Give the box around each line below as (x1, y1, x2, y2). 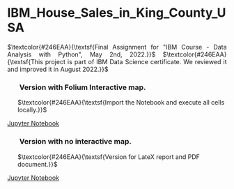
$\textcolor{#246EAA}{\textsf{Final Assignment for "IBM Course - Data (7, 43, 227, 51)
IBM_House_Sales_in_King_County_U (7, 5, 226, 21)
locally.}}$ (17, 106, 47, 114)
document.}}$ (17, 160, 58, 168)
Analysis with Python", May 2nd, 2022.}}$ (7, 50, 156, 59)
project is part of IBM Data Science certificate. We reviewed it (45, 57, 227, 66)
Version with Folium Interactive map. (19, 82, 146, 92)
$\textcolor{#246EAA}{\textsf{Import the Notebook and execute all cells (17, 98, 225, 107)
